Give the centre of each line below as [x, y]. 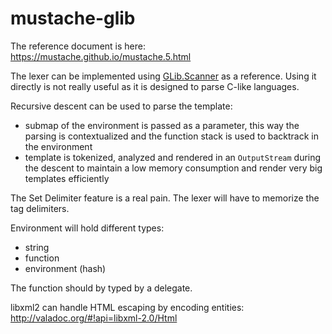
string [37, 247]
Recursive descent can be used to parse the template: [121, 106]
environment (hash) [65, 268]
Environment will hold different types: [87, 228]
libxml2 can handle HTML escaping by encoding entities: [127, 307]
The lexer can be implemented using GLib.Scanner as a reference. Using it [163, 76]
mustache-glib [73, 18]
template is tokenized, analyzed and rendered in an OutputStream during [173, 157]
